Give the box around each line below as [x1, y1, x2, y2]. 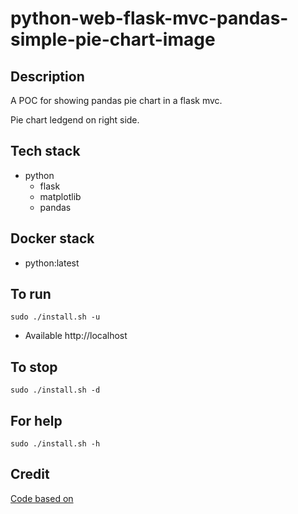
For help [10, 412, 63, 429]
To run [10, 286, 52, 303]
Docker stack [10, 230, 95, 247]
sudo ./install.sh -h [10, 439, 101, 449]
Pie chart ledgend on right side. [10, 114, 140, 126]
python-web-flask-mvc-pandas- [10, 7, 289, 30]
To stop [10, 358, 58, 376]
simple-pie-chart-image [10, 28, 216, 51]
